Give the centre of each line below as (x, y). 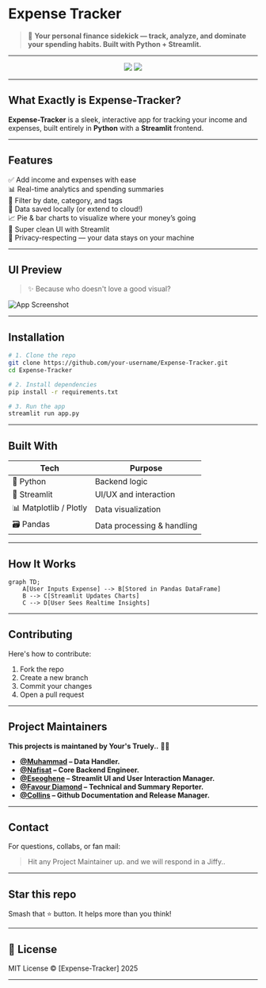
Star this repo (42, 894)
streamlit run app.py (44, 413)
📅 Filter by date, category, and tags (65, 200)
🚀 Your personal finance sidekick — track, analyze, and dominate (137, 36)
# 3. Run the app (37, 406)
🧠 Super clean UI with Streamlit (59, 229)
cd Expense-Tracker (40, 370)
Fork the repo (42, 669)
